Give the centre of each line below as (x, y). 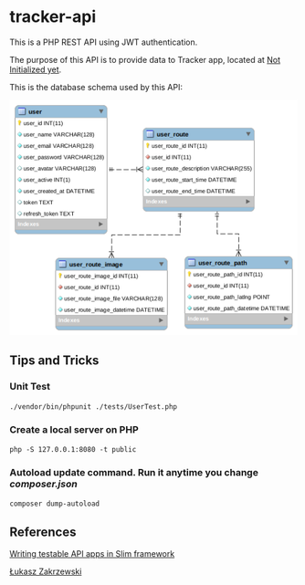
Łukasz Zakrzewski (46, 571)
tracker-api (53, 17)
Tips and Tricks (54, 361)
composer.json (43, 484)
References (43, 532)
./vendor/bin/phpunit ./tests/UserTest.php (94, 407)
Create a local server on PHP (74, 429)
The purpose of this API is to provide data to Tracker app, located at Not (145, 59)
